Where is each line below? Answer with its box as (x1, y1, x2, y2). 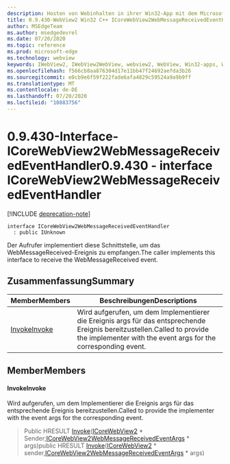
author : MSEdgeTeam (7, 23, 63, 29)
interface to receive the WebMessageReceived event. (7, 255, 159, 264)
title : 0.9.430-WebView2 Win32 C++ (7, 16, 109, 23)
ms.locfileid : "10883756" (7, 99, 81, 106)
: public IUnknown (13, 229, 66, 236)
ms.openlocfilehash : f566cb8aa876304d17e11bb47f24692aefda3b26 (7, 67, 192, 74)
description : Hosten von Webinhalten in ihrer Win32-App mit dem (7, 10, 197, 17)
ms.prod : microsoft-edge (7, 49, 78, 56)
